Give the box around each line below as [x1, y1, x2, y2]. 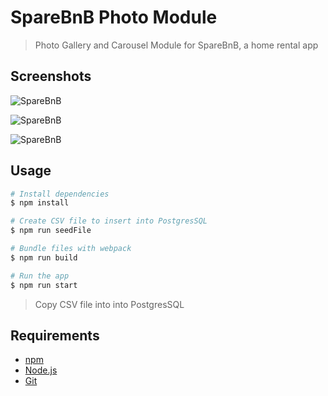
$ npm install [10, 198, 70, 208]
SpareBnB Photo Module [10, 6, 218, 29]
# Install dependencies [10, 189, 110, 199]
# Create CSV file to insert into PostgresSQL [10, 216, 208, 226]
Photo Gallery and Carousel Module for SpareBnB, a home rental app [34, 39, 319, 51]
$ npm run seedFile [10, 226, 92, 236]
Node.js [24, 364, 58, 376]
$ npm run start [10, 280, 78, 290]
